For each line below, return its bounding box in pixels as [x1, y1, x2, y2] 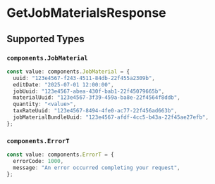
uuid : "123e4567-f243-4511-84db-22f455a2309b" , [13, 74, 156, 81]
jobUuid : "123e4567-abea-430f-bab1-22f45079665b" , [13, 88, 165, 95]
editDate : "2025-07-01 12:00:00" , [13, 81, 114, 88]
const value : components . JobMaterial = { [6, 68, 130, 75]
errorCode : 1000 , [13, 157, 64, 164]
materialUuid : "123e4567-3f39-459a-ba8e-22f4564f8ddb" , [13, 94, 180, 101]
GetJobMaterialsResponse [6, 5, 166, 21]
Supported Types [6, 33, 85, 45]
